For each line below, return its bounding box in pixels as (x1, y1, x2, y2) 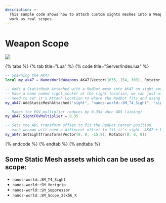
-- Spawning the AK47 (5, 73, 50, 78)
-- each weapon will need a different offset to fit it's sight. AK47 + (5, 127, 158, 133)
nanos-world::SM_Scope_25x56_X (12, 193, 77, 198)
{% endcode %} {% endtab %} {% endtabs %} (5, 141, 100, 147)
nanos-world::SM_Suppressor (12, 188, 70, 193)
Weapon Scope (5, 38, 69, 49)
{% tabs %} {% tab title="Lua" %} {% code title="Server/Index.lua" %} (5, 63, 149, 69)
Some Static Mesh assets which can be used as (5, 155, 155, 164)
